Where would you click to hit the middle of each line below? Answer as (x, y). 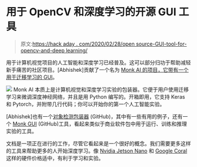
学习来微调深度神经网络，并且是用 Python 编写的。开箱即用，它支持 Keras (96, 96)
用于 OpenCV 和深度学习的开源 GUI (91, 12)
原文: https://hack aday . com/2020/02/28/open (77, 44)
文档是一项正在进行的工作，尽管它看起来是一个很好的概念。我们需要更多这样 (98, 143)
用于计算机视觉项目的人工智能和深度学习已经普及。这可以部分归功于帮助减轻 (98, 62)
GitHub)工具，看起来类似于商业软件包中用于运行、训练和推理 (114, 124)
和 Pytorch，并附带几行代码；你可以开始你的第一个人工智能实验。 (86, 104)
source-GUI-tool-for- (161, 44)
